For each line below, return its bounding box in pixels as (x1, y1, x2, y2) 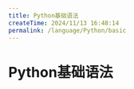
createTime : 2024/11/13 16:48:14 (8, 19, 120, 27)
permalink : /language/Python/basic (8, 26, 127, 34)
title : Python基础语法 (8, 11, 79, 20)
